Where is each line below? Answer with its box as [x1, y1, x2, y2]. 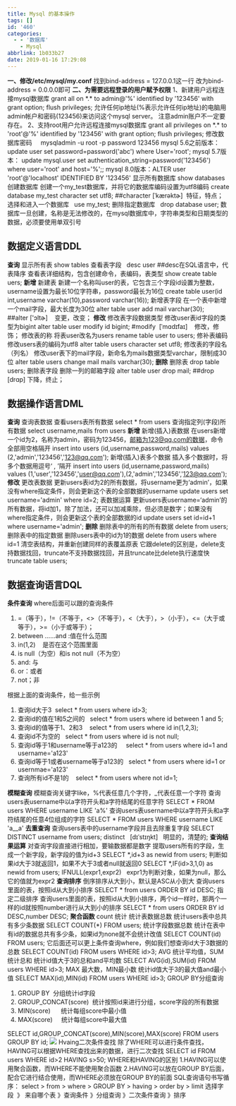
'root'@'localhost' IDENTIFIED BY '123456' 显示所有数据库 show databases [7, 174, 225, 182]
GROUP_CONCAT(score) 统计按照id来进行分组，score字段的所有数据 [17, 998, 219, 1006]
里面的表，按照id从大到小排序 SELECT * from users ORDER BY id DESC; [7, 886, 216, 894]
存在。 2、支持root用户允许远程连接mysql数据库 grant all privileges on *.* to [7, 121, 228, 129]
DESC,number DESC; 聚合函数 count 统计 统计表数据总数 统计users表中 [7, 912, 215, 921]
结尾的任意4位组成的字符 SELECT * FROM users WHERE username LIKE [13, 815, 223, 824]
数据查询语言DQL [7, 579, 82, 591]
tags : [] [7, 17, 33, 24]
